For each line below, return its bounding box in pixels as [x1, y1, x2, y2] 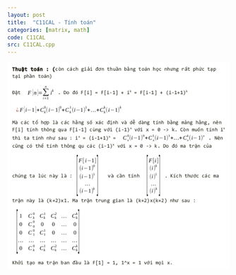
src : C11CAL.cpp [7, 41, 55, 49]
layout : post [7, 11, 46, 18]
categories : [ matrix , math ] [7, 26, 90, 33]
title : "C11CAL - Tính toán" [7, 18, 97, 26]
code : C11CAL [7, 34, 46, 41]
